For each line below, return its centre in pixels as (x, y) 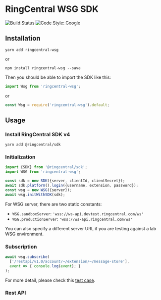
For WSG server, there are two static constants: (54, 204)
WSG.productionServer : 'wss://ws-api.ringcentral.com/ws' (72, 219)
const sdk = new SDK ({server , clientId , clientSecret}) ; (65, 181)
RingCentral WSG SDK (52, 9)
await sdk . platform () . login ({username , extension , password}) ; (72, 186)
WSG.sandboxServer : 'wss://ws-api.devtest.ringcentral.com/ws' (78, 213)
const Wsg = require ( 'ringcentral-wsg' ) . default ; (57, 105)
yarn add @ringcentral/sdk (33, 145)
